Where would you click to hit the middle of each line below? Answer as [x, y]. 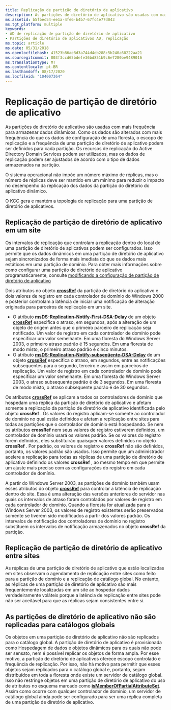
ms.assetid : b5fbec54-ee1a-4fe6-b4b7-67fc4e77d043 [60, 19]
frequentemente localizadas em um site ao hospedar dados [68, 590]
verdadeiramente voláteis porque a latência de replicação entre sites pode [83, 595]
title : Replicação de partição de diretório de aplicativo [69, 10]
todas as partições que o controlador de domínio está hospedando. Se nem [84, 424]
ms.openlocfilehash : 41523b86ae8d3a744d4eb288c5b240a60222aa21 [74, 53]
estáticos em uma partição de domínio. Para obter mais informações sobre [83, 264]
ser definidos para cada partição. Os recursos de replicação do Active [79, 148]
